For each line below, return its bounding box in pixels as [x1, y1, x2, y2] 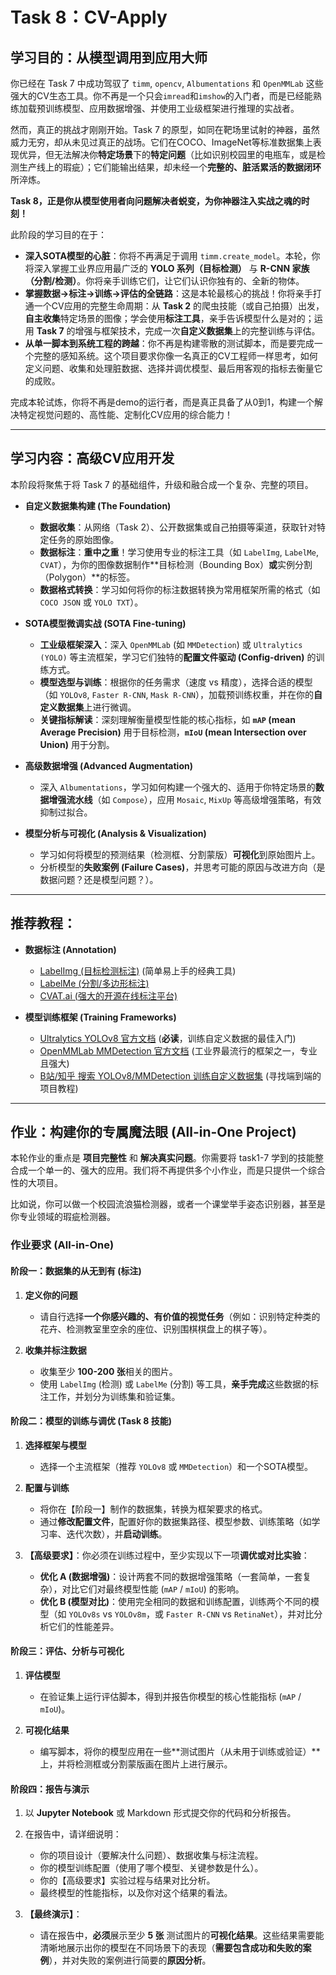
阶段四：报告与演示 [10, 1783, 90, 1795]
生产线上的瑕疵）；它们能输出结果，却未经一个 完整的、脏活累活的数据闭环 [18, 161, 322, 173]
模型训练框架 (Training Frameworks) [24, 1011, 177, 1023]
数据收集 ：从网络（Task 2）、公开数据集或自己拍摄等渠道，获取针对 [39, 521, 318, 533]
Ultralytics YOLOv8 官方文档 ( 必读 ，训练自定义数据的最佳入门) [39, 1032, 297, 1044]
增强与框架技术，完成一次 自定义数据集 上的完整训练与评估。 [74, 325, 321, 337]
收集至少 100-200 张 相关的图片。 [39, 1365, 178, 1377]
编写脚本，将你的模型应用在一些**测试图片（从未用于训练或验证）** [39, 1745, 321, 1757]
